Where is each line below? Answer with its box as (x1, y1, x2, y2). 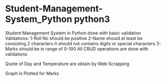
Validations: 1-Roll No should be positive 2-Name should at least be (5, 35, 143, 41)
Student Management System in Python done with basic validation (5, 30, 141, 36)
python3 (74, 13, 110, 25)
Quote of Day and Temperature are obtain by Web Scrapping (5, 61, 130, 67)
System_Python (5, 13, 73, 25)
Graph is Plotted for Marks (5, 70, 59, 76)
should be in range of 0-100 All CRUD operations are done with (19, 46, 149, 52)
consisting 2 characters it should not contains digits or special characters (5, 40, 156, 46)
